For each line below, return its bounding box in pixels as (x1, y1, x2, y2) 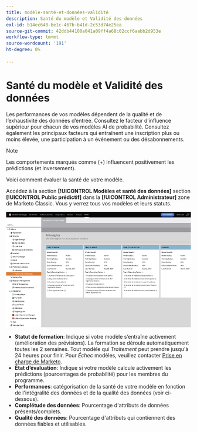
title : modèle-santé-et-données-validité (6, 9, 109, 15)
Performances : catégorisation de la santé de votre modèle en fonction (14, 383, 186, 390)
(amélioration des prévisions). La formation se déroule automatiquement (14, 339, 189, 346)
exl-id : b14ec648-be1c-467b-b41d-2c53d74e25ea (6, 22, 122, 28)
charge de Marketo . (14, 358, 63, 365)
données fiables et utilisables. (14, 420, 87, 427)
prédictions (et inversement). (6, 164, 76, 171)
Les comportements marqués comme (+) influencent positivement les (6, 158, 175, 166)
